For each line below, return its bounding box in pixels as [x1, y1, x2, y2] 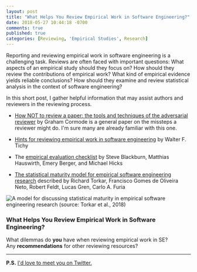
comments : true [6, 25, 43, 31]
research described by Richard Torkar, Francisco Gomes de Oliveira [14, 177, 179, 184]
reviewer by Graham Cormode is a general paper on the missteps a [14, 118, 177, 125]
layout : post [6, 8, 38, 15]
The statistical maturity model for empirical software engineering [14, 171, 172, 178]
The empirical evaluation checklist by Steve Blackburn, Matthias [14, 154, 169, 160]
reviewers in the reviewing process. [6, 101, 92, 107]
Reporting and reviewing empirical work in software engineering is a [6, 52, 171, 59]
